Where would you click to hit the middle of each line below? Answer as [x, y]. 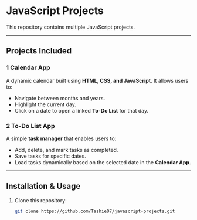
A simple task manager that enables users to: [61, 138]
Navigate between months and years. [60, 98]
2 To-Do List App [30, 126]
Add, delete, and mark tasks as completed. [66, 150]
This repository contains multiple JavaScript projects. [71, 27]
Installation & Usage [43, 186]
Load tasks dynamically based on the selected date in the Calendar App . [103, 162]
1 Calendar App [28, 67]
